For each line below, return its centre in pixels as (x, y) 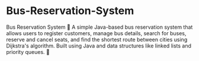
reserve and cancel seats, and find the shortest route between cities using (97, 39)
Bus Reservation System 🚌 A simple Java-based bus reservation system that (99, 27)
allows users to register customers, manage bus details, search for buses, (96, 33)
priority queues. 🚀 (28, 52)
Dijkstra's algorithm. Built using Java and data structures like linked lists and (99, 46)
